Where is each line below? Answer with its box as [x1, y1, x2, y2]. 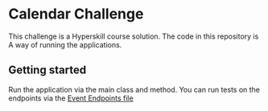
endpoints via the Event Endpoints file [8, 93, 134, 103]
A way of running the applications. [8, 39, 122, 49]
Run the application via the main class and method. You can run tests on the [8, 84, 260, 94]
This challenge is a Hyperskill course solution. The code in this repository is [8, 31, 259, 41]
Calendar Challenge [8, 5, 144, 23]
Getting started [8, 64, 87, 77]
